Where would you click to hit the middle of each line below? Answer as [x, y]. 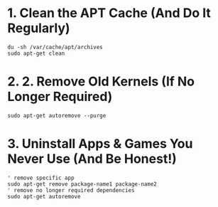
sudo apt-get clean [36, 53]
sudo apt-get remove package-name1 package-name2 [82, 184]
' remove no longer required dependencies [71, 190]
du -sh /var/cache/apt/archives [55, 47]
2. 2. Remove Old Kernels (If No [101, 81]
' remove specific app [41, 178]
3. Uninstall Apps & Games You [100, 144]
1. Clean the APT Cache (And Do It [109, 13]
